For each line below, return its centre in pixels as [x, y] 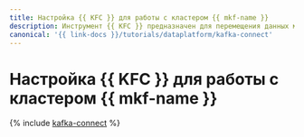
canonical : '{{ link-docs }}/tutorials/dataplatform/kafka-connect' [141, 34]
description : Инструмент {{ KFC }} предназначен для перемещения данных [149, 26]
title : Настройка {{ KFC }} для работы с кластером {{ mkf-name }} [139, 18]
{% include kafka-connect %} [65, 123]
